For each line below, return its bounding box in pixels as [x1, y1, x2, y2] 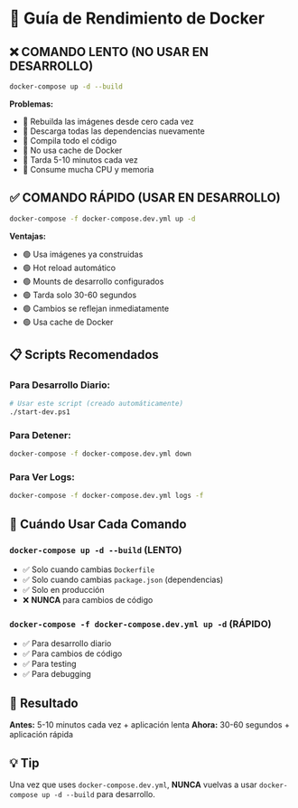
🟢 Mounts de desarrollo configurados [22, 276, 164, 287]
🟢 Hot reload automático [22, 262, 116, 273]
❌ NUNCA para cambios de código [22, 595, 154, 606]
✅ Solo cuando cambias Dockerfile [22, 564, 155, 575]
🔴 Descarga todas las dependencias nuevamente [22, 126, 205, 136]
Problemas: [9, 99, 54, 109]
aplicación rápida [9, 729, 74, 740]
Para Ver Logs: [9, 471, 75, 484]
